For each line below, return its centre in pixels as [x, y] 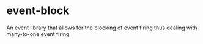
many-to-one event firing [38, 34]
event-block [38, 11]
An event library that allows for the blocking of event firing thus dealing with [102, 28]
